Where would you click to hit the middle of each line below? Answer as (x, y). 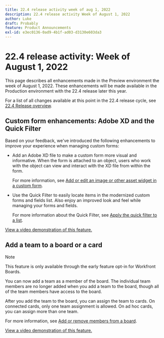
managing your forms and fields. (45, 205)
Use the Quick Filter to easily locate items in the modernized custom (81, 195)
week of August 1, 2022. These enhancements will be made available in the (81, 86)
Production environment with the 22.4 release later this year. (66, 91)
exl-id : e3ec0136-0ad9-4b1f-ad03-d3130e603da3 (53, 32)
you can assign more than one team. (42, 311)
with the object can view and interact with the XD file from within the (81, 166)
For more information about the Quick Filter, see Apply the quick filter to (85, 215)
